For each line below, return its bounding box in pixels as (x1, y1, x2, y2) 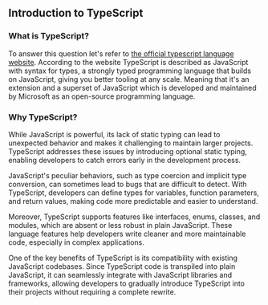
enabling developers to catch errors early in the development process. (8, 155, 242, 165)
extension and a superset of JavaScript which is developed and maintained (8, 83, 257, 92)
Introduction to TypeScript (8, 6, 144, 20)
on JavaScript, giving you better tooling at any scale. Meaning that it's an (8, 74, 250, 83)
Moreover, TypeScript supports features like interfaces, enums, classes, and (8, 212, 261, 222)
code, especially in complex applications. (8, 237, 144, 247)
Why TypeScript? (8, 112, 78, 123)
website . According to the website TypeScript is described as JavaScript (8, 57, 249, 67)
